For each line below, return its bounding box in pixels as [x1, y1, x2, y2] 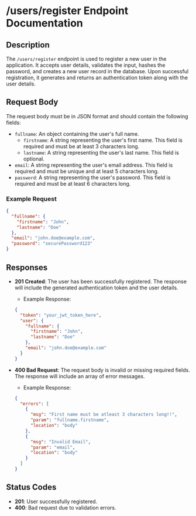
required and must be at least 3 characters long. [23, 142, 140, 150]
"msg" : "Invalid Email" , [30, 439, 91, 445]
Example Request [6, 194, 57, 203]
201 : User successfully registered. [14, 498, 98, 505]
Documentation [6, 16, 84, 30]
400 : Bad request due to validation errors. [14, 504, 116, 511]
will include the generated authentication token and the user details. [14, 284, 178, 291]
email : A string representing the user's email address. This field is [14, 161, 173, 168]
